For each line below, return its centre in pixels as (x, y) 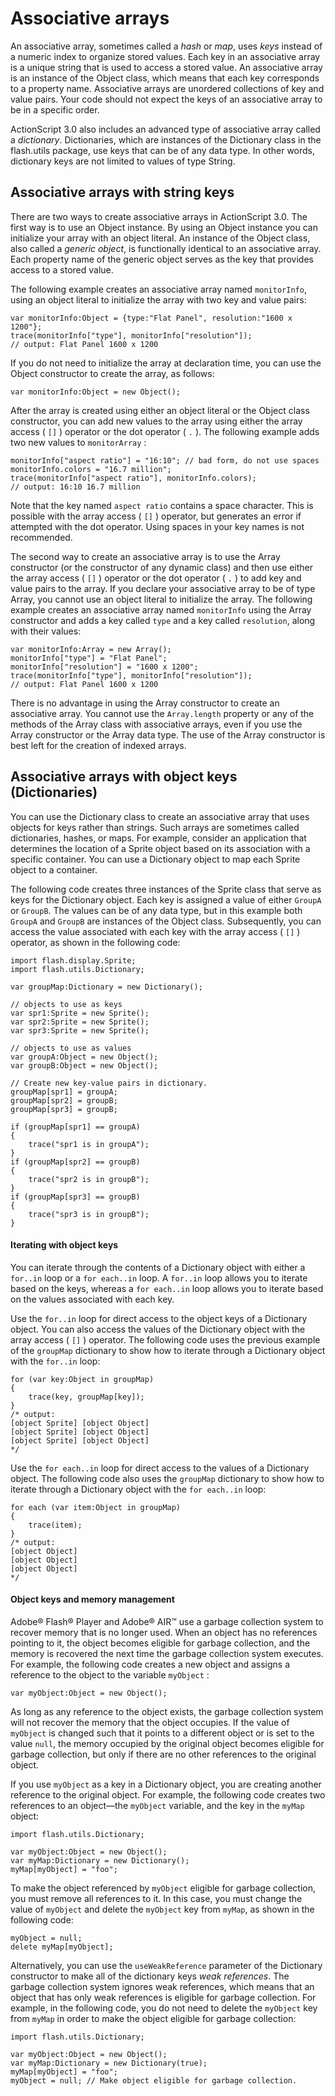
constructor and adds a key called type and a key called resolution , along (163, 620)
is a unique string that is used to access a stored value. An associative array (166, 67)
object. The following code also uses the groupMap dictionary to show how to (167, 1478)
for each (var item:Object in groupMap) (96, 1507)
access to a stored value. (62, 269)
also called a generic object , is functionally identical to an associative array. (166, 248)
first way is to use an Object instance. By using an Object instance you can (164, 227)
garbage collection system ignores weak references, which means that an (162, 1986)
